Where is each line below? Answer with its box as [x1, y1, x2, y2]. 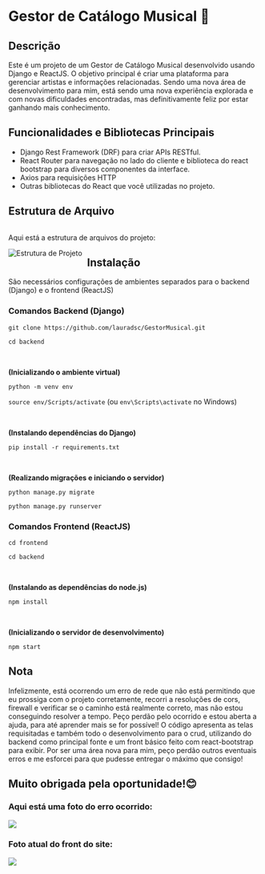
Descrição [8, 39, 61, 53]
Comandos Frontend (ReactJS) [8, 520, 131, 531]
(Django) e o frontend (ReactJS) [8, 286, 114, 295]
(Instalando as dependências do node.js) [8, 583, 147, 592]
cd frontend [8, 539, 48, 547]
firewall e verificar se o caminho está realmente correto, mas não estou [8, 703, 243, 712]
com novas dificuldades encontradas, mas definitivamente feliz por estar [8, 94, 249, 103]
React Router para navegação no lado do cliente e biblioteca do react [19, 155, 249, 165]
